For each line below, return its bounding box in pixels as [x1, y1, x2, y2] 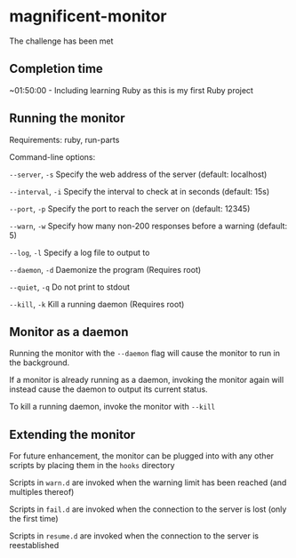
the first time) [9, 514, 60, 524]
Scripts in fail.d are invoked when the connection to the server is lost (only [9, 504, 287, 514]
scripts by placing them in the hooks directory [9, 460, 175, 471]
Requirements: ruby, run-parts [9, 134, 120, 145]
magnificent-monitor [9, 6, 167, 27]
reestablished [9, 540, 60, 551]
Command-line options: [9, 151, 96, 162]
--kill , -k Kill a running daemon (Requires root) [9, 299, 185, 309]
